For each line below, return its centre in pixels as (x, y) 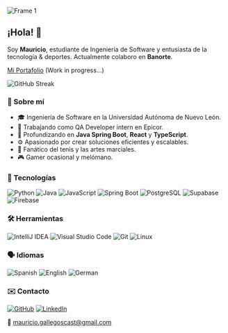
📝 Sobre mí (26, 101)
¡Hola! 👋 (25, 32)
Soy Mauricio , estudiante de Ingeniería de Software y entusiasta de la (107, 49)
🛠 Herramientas (35, 219)
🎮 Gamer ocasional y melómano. (65, 157)
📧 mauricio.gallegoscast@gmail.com (59, 323)
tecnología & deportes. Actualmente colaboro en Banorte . (90, 56)
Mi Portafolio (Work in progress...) (56, 70)
